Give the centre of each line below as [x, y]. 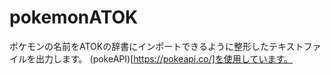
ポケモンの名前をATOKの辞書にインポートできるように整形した [139, 46]
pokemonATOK [74, 17]
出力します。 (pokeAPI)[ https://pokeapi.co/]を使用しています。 [164, 58]
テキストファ [295, 46]
